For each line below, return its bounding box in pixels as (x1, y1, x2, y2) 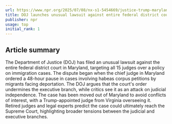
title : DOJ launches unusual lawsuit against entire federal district (5, 12, 159, 17)
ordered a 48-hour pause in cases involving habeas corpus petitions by (5, 75, 156, 81)
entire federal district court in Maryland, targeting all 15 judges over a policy (5, 65, 165, 71)
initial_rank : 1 (5, 27, 40, 32)
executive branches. (5, 113, 49, 119)
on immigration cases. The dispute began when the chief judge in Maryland (5, 70, 165, 76)
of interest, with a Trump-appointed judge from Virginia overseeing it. (5, 97, 152, 103)
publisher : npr (5, 17, 38, 22)
